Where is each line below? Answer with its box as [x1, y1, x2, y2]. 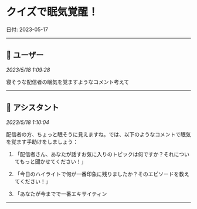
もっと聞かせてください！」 [19, 158, 87, 165]
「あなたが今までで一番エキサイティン [14, 190, 107, 197]
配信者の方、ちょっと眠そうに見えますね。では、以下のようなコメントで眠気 [6, 130, 191, 138]
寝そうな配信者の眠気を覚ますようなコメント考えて [6, 78, 130, 85]
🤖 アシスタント [6, 103, 59, 113]
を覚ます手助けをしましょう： [6, 138, 78, 145]
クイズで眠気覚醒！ [6, 5, 98, 19]
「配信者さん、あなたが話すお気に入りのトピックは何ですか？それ [14, 150, 174, 157]
